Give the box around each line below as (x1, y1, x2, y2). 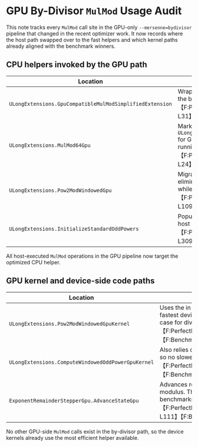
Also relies (159, 345, 189, 354)
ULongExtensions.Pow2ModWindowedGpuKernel (9, 320, 130, 327)
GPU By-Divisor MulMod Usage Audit (6, 4, 182, 18)
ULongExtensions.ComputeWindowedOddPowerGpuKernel (9, 359, 154, 365)
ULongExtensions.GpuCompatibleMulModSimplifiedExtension (9, 101, 172, 107)
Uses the (159, 303, 184, 312)
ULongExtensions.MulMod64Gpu (9, 142, 91, 148)
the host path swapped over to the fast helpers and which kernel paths (6, 36, 178, 43)
